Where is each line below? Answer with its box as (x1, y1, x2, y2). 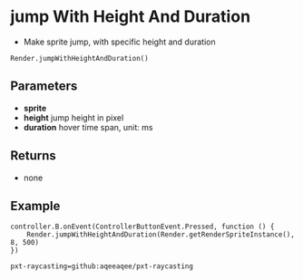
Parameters (10, 79, 78, 94)
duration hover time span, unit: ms (23, 121, 153, 132)
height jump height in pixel (23, 111, 124, 123)
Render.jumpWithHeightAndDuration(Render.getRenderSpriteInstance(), (26, 230, 296, 239)
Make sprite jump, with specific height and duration (23, 36, 216, 47)
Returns (10, 148, 57, 164)
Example (10, 198, 61, 214)
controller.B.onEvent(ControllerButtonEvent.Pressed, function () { (10, 222, 275, 232)
